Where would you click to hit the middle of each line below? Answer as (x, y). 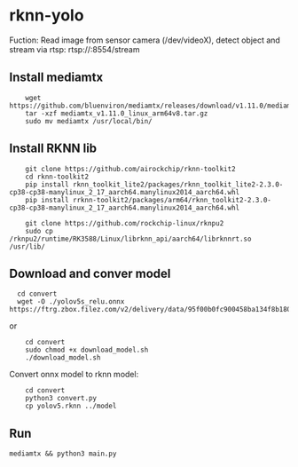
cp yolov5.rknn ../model (71, 406)
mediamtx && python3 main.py (63, 454)
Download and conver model (90, 273)
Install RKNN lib (53, 149)
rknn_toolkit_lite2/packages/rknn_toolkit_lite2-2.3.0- (178, 184)
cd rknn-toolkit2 (57, 177)
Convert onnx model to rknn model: (74, 375)
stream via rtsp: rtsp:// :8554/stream (74, 49)
